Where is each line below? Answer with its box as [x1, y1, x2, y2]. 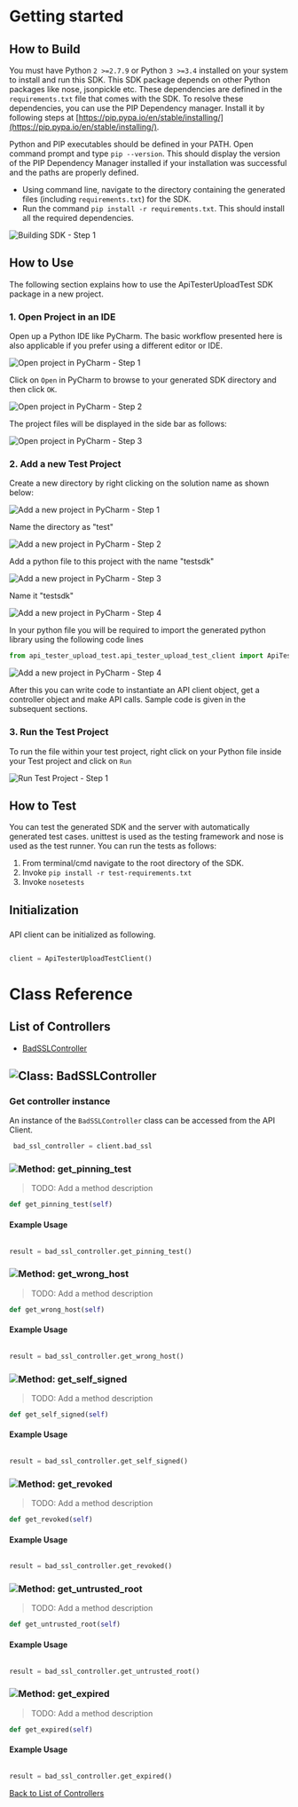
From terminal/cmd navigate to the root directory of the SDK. [21, 858, 244, 869]
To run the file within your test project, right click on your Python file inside [9, 746, 282, 756]
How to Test [9, 798, 77, 813]
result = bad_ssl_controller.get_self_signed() [9, 1457, 189, 1466]
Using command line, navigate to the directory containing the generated [21, 185, 286, 194]
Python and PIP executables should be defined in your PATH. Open [9, 139, 255, 149]
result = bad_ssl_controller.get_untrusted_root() [9, 1667, 200, 1676]
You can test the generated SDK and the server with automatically [9, 822, 250, 832]
